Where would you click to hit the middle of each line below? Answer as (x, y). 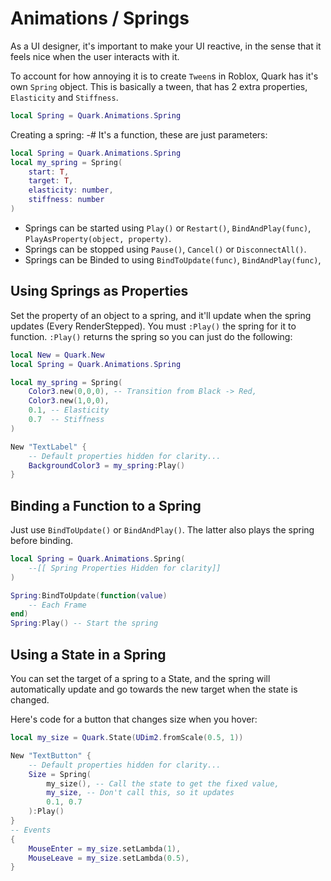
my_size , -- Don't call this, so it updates (140, 793)
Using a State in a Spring (88, 654)
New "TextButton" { (51, 755)
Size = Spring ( (60, 774)
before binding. (42, 541)
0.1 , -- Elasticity (69, 410)
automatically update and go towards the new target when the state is (154, 689)
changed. (30, 700)
